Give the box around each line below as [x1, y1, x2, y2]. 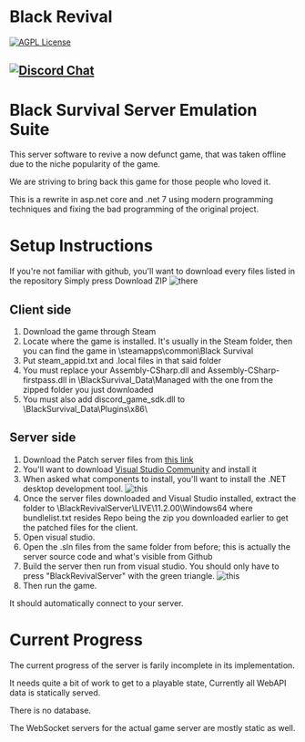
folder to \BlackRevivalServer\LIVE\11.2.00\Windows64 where [22, 502, 253, 513]
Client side [9, 302, 72, 317]
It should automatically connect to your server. [9, 597, 184, 608]
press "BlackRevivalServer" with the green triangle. [22, 570, 216, 581]
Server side [9, 430, 76, 446]
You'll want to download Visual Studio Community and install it [22, 463, 258, 475]
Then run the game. [22, 580, 97, 591]
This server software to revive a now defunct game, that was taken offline [9, 149, 287, 160]
